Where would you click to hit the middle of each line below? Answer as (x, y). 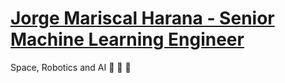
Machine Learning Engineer (127, 39)
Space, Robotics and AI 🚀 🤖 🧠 (71, 67)
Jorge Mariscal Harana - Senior (142, 18)
